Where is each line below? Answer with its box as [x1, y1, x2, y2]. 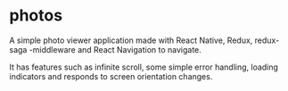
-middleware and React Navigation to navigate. [29, 44, 202, 54]
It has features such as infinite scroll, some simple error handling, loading [9, 62, 279, 72]
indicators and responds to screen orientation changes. [9, 70, 213, 81]
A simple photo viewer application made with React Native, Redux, [9, 35, 253, 45]
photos [9, 5, 63, 26]
